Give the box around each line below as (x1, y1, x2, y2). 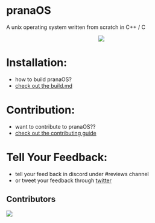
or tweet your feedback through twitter (14, 177, 112, 184)
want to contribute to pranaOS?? (14, 123, 96, 130)
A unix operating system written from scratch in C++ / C (6, 23, 146, 31)
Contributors (6, 194, 56, 204)
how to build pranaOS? (14, 76, 72, 83)
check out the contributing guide (14, 129, 96, 136)
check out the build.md (14, 82, 73, 89)
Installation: (6, 56, 68, 70)
